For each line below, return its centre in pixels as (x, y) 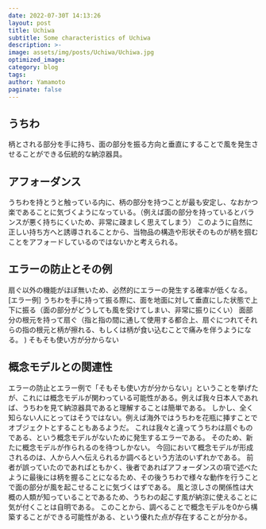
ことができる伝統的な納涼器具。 (74, 154)
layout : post (30, 23)
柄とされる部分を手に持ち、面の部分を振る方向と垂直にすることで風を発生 (130, 145)
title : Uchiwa (32, 30)
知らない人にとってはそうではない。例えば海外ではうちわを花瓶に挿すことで (133, 417)
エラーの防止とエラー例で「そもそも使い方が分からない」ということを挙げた (133, 388)
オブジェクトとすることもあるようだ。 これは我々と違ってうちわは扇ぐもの (131, 427)
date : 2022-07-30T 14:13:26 (55, 15)
